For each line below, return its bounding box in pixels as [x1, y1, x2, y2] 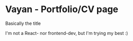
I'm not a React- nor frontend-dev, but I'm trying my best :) [5, 30, 128, 36]
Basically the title [5, 20, 41, 26]
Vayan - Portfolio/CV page [5, 4, 118, 15]
